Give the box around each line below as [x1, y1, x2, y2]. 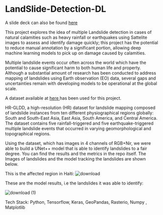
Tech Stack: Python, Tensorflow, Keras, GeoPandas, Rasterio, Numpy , [5, 199, 147, 205]
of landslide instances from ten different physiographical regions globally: [5, 109, 154, 116]
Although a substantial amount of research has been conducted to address [5, 70, 157, 76]
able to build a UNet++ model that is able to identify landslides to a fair [5, 145, 147, 151]
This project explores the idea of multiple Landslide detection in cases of [5, 29, 152, 35]
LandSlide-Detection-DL [5, 3, 106, 15]
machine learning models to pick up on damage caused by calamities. [5, 50, 146, 56]
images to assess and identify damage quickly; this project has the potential [5, 39, 158, 45]
